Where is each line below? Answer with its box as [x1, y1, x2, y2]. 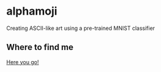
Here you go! [6, 58, 39, 65]
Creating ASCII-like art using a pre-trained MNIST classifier [6, 24, 156, 32]
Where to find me [6, 42, 74, 52]
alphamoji [6, 4, 58, 18]
